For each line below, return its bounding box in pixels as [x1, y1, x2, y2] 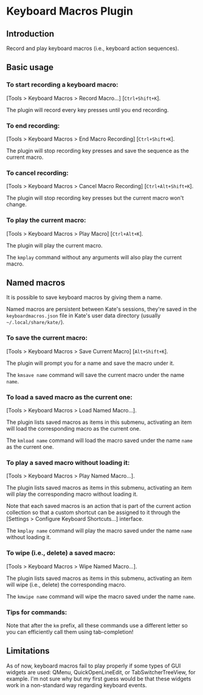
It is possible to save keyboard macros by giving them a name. [6, 294, 163, 301]
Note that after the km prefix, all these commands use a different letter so [6, 621, 188, 629]
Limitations [6, 646, 50, 656]
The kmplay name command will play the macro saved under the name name [6, 527, 193, 534]
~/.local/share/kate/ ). [6, 319, 65, 326]
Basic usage [6, 62, 53, 72]
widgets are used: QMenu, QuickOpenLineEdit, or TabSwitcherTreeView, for [6, 668, 196, 676]
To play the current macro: [6, 216, 86, 225]
